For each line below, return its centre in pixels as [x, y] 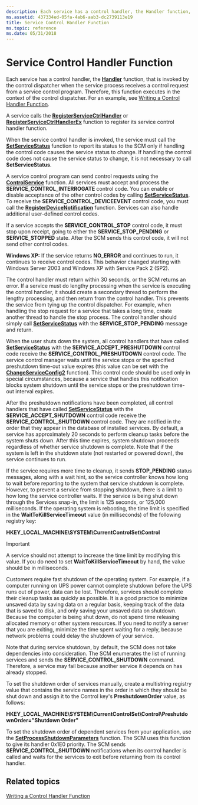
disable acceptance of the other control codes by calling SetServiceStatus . [98, 195]
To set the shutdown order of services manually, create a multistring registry [99, 684]
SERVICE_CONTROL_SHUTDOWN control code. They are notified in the [94, 422]
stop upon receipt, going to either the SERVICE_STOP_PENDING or [88, 232]
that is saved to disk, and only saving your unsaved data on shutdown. [91, 611]
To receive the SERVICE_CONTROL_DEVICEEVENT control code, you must [97, 201]
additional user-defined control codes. [53, 214]
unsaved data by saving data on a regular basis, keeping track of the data [95, 604]
